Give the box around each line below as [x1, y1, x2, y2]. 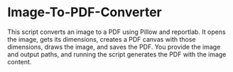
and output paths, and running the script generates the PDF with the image [7, 50, 227, 59]
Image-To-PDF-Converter [7, 4, 162, 20]
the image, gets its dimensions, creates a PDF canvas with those [7, 35, 197, 43]
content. [7, 57, 32, 66]
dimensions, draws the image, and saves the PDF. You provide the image [7, 42, 221, 51]
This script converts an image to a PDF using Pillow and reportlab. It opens [7, 28, 226, 36]
